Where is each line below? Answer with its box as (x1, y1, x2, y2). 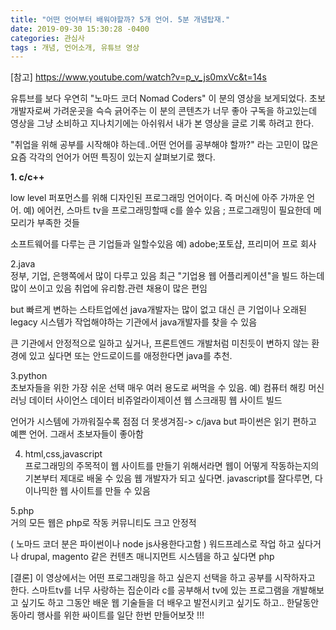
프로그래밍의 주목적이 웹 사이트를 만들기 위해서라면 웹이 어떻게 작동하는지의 (24, 460, 320, 472)
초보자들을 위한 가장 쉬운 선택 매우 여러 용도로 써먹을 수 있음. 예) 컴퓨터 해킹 (10, 382, 307, 394)
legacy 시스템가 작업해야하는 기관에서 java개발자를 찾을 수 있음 (10, 316, 258, 328)
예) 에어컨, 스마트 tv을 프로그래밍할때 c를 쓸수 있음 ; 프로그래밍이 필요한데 (23, 204, 312, 216)
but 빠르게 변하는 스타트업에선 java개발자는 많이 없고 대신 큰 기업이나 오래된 (10, 304, 307, 316)
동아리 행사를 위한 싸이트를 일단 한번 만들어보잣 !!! (10, 609, 205, 621)
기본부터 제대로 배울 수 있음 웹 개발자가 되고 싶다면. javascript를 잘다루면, (24, 472, 313, 485)
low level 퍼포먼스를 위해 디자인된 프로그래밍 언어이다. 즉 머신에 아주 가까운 (10, 192, 305, 204)
